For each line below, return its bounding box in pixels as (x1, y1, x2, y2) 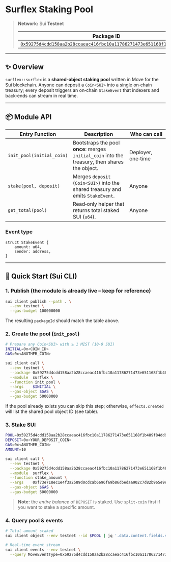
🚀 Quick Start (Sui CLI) (5, 272, 77, 281)
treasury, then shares (73, 158, 124, 165)
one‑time (129, 155, 151, 162)
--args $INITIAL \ (10, 384, 56, 389)
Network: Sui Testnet (17, 20, 64, 27)
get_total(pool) (8, 207, 47, 213)
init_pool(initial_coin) (8, 152, 68, 158)
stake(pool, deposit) (8, 183, 60, 189)
